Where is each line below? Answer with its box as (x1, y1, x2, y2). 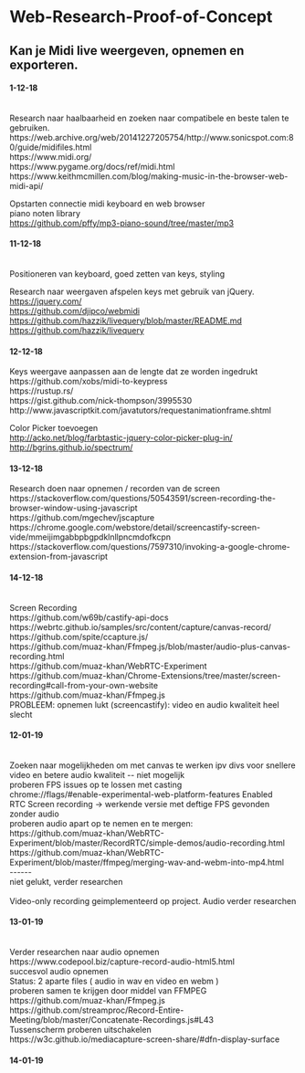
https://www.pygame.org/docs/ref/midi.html (9, 161, 175, 172)
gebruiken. (9, 121, 50, 133)
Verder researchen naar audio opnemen (9, 947, 160, 957)
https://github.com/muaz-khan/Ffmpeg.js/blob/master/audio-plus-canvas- (9, 641, 291, 652)
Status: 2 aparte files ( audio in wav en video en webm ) (9, 975, 219, 986)
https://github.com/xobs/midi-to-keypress (9, 376, 168, 387)
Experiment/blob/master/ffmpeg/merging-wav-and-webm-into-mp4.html (9, 857, 285, 868)
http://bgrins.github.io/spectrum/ (9, 442, 133, 453)
